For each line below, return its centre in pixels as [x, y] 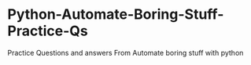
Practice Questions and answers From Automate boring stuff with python [125, 52]
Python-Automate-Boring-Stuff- [116, 14]
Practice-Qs [48, 31]
